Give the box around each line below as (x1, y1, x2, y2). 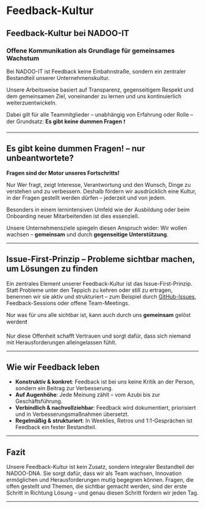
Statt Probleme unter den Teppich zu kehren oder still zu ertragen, (6, 286, 173, 294)
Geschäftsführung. (15, 397, 63, 405)
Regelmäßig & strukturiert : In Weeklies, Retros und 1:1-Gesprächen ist (15, 417, 193, 424)
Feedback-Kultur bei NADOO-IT (6, 28, 129, 38)
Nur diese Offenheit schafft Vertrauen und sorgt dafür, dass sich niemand (6, 332, 191, 339)
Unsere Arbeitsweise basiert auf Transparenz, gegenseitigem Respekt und (6, 86, 194, 93)
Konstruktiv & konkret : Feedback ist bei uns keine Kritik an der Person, (15, 378, 195, 385)
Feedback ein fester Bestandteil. (15, 424, 97, 431)
